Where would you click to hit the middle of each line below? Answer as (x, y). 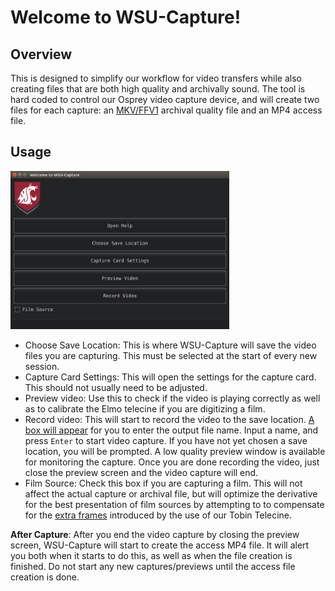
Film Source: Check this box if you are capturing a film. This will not (163, 483)
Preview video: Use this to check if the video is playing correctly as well (172, 398)
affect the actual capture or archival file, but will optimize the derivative (171, 493)
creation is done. (45, 577)
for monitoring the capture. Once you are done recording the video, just (172, 462)
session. (42, 366)
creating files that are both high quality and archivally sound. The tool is (158, 89)
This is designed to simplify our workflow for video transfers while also (156, 78)
